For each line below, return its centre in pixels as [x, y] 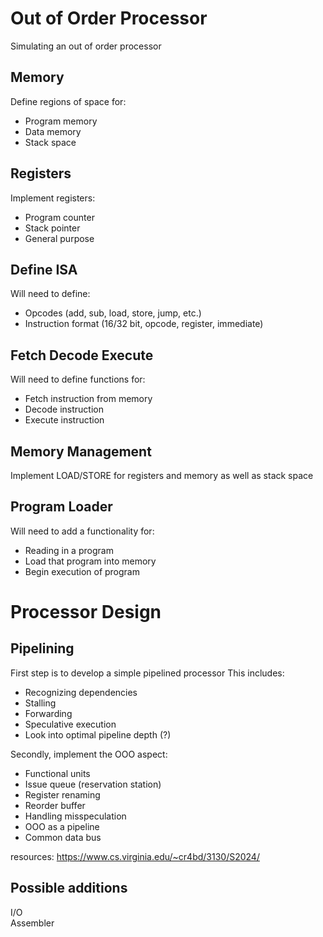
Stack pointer [52, 228]
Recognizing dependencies [81, 692]
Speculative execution [70, 724]
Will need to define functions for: [78, 379]
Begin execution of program [82, 571]
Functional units [57, 773]
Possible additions [69, 888]
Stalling [40, 703]
